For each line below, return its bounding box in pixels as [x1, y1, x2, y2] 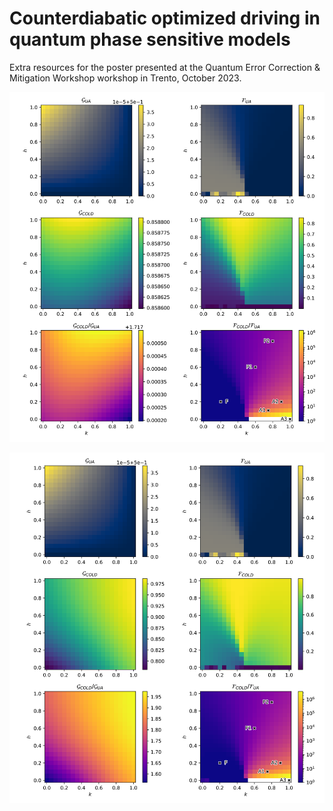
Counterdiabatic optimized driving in [9, 7, 321, 30]
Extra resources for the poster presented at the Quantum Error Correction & [9, 61, 321, 73]
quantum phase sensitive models [9, 28, 291, 51]
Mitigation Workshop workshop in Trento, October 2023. [9, 72, 242, 84]
